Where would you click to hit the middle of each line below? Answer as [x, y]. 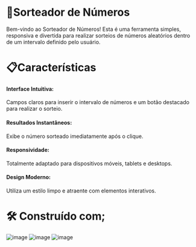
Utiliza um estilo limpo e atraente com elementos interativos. [81, 191]
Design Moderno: [29, 177]
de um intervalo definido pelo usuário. [53, 42]
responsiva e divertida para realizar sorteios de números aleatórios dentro [98, 35]
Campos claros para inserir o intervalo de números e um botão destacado [98, 102]
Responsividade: [28, 150]
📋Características [51, 68]
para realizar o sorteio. [34, 109]
